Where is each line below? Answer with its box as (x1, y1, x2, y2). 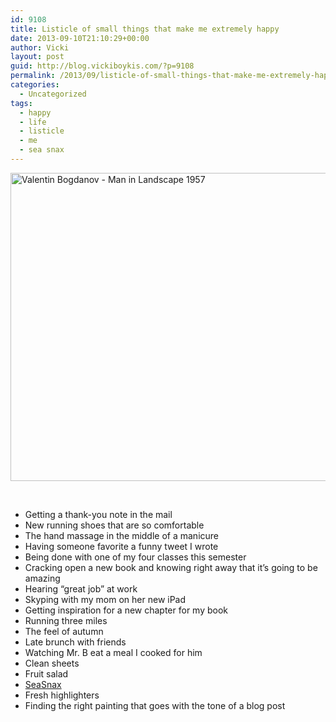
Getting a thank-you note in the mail (24, 508, 173, 520)
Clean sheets (24, 657, 80, 669)
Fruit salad (24, 667, 69, 680)
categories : (10, 80, 60, 90)
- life (19, 117, 47, 127)
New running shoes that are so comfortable (24, 519, 205, 531)
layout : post (10, 52, 65, 62)
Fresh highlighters (24, 689, 100, 701)
